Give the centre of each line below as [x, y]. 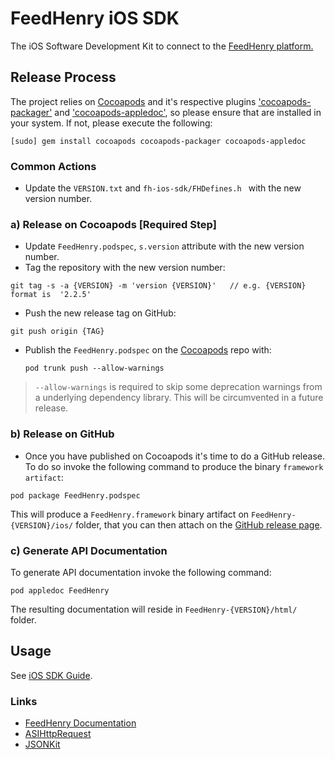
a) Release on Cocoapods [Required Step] [113, 224]
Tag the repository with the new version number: [125, 268]
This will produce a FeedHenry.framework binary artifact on [130, 514]
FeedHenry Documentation [80, 723]
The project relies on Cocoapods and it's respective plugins [133, 101]
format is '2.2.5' [51, 295]
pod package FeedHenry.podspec [75, 495]
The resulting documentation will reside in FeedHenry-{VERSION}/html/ [154, 609]
